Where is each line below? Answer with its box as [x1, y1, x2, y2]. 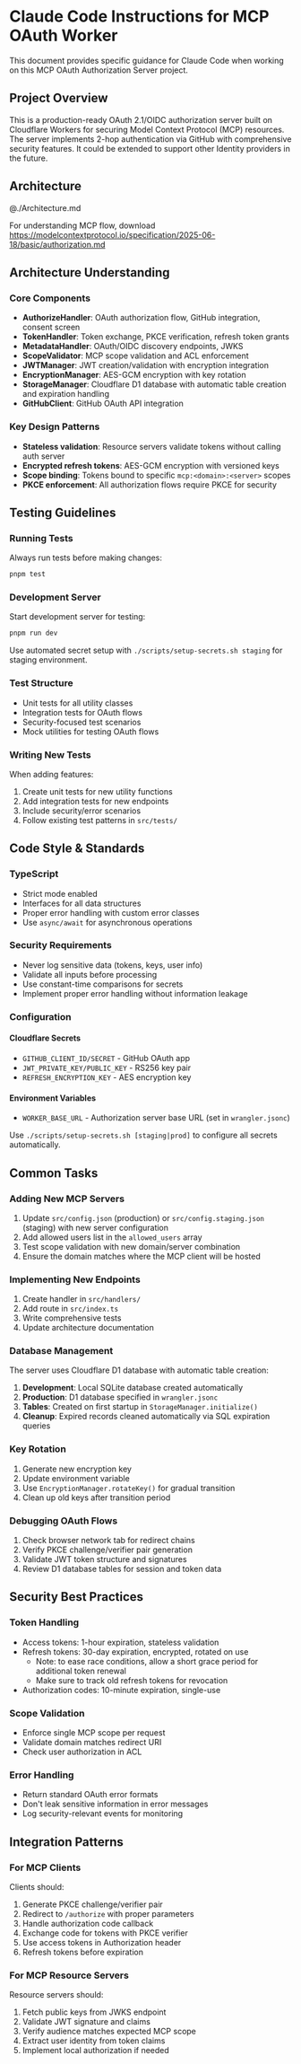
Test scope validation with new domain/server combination [21, 1241, 241, 1252]
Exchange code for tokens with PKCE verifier [21, 1928, 188, 1938]
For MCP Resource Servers [9, 1969, 130, 1981]
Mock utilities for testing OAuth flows [21, 725, 159, 737]
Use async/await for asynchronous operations [21, 917, 193, 927]
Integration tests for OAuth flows [21, 707, 143, 717]
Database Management [9, 1345, 114, 1357]
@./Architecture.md [9, 202, 82, 213]
